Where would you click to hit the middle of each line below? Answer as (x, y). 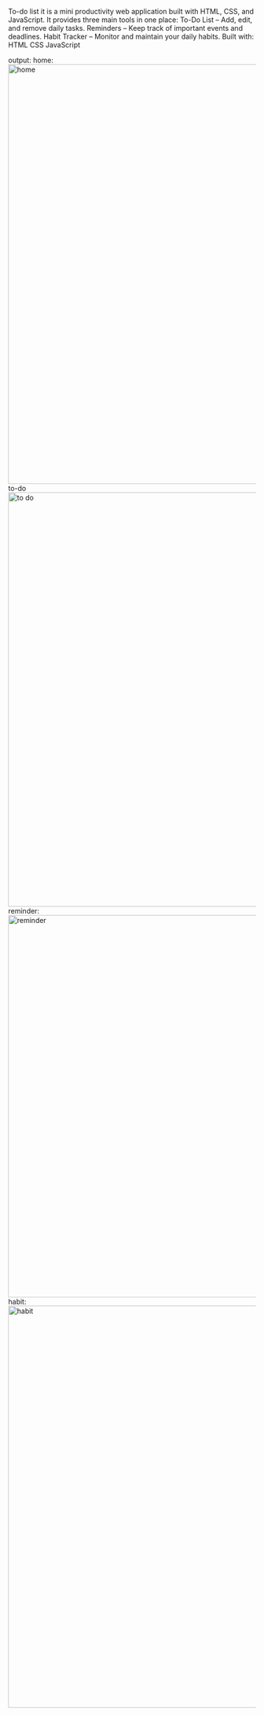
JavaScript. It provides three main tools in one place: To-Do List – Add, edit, (130, 20)
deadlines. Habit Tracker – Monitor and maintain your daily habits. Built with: (131, 36)
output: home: (31, 60)
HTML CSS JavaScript (44, 45)
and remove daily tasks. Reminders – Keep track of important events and (126, 28)
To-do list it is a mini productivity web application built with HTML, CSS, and (131, 11)
